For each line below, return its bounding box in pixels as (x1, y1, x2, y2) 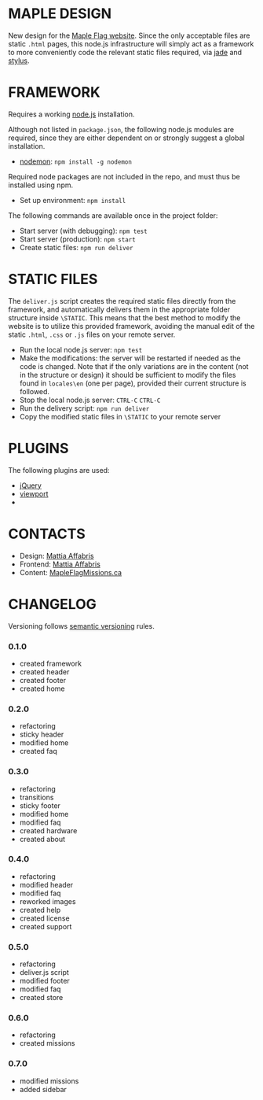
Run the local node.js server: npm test (19, 345, 143, 354)
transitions (19, 792, 54, 802)
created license (19, 914, 70, 923)
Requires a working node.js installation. (8, 109, 135, 119)
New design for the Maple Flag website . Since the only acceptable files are (8, 31, 250, 40)
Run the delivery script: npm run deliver (19, 403, 150, 413)
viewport (19, 489, 49, 498)
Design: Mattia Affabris (19, 551, 94, 560)
